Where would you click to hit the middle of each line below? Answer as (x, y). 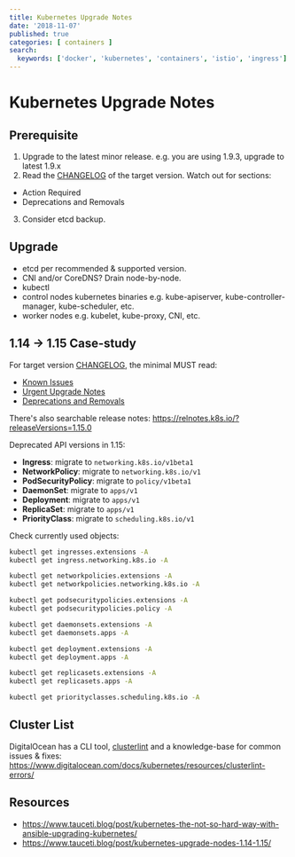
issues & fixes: (35, 756)
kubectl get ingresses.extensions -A (79, 552)
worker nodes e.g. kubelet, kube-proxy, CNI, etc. (111, 315)
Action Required (51, 193)
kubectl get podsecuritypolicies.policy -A (91, 609)
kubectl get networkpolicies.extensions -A (91, 576)
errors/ (22, 774)
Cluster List (42, 725)
